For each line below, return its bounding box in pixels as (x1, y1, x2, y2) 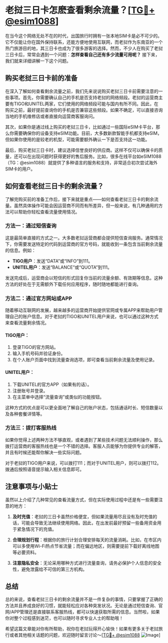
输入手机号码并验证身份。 (12, 350, 65, 356)
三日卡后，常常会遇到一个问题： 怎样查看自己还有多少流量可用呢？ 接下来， (5, 51, 160, 58)
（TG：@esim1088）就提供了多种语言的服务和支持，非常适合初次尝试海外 (5, 159, 158, 165)
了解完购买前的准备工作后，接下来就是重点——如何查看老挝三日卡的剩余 (5, 196, 154, 202)
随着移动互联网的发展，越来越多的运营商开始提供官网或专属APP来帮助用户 (5, 307, 158, 313)
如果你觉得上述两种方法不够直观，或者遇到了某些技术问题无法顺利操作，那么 (5, 437, 163, 443)
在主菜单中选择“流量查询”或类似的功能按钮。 (12, 394, 104, 400)
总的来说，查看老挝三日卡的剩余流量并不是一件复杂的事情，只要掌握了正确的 (5, 596, 163, 602)
